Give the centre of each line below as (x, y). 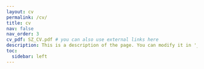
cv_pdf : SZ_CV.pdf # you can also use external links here (83, 40)
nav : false (20, 28)
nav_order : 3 (23, 34)
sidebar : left (29, 56)
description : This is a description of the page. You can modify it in (99, 46)
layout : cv (20, 12)
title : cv (19, 23)
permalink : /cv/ (27, 17)
